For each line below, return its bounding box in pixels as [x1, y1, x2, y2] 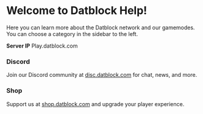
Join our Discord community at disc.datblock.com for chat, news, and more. [6, 71, 198, 79]
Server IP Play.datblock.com [6, 42, 78, 49]
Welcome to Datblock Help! [6, 4, 148, 18]
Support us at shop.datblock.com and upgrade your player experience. [6, 100, 185, 107]
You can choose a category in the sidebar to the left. [6, 30, 138, 37]
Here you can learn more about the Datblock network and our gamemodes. [6, 24, 195, 31]
